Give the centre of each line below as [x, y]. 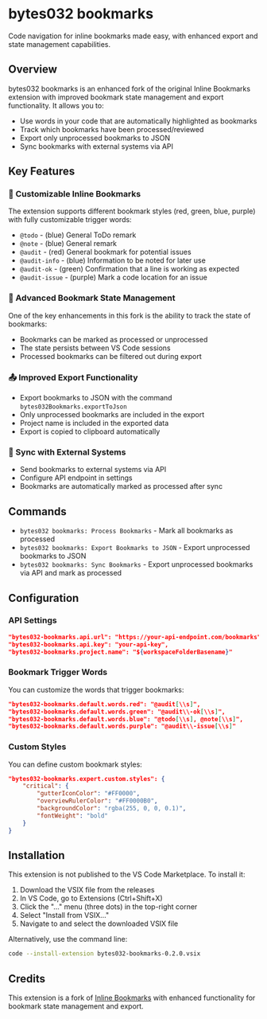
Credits [27, 979]
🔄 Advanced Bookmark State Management [92, 298]
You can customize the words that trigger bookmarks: [96, 689]
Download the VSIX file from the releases [87, 890]
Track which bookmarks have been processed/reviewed [112, 129]
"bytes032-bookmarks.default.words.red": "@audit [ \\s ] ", [104, 704]
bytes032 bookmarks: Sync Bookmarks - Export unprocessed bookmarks [136, 564]
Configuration [44, 598]
